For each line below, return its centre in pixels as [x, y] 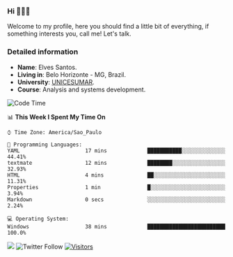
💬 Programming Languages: [45, 145]
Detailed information [43, 52]
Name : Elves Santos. [47, 67]
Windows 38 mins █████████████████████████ [116, 226]
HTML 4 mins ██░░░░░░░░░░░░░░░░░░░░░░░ [116, 175]
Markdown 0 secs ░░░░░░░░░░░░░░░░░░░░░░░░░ [116, 199]
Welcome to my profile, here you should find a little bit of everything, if [108, 27]
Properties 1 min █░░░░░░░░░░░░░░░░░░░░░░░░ [116, 187]
